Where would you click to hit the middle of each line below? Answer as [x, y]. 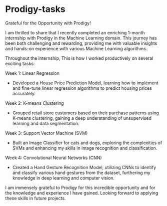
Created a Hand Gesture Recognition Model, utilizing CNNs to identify [84, 167]
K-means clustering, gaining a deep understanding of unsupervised [82, 118]
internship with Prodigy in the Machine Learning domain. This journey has [81, 38]
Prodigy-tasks [35, 9]
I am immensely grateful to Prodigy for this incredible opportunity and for [80, 188]
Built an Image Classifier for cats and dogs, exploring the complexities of [87, 143]
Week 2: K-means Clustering [34, 103]
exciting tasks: [20, 63]
